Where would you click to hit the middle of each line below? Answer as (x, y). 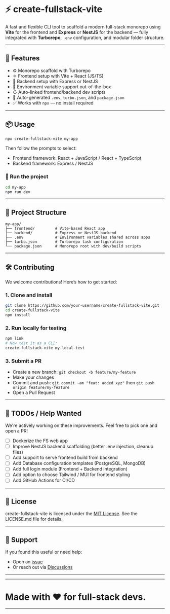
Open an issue (28, 562)
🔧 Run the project (27, 176)
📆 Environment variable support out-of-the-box (62, 87)
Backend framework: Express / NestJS (53, 164)
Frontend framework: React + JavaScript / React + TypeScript (77, 158)
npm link (14, 339)
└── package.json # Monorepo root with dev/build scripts (73, 246)
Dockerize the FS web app (40, 441)
